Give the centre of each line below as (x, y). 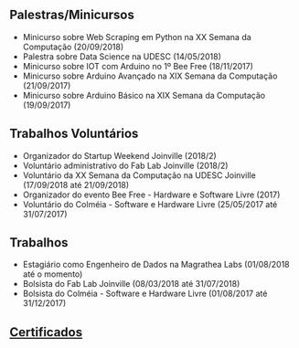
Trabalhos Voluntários (74, 134)
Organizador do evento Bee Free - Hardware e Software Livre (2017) (151, 195)
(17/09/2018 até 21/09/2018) (76, 185)
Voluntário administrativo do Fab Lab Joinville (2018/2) (125, 165)
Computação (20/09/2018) (73, 47)
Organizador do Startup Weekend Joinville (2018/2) (119, 155)
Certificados (46, 332)
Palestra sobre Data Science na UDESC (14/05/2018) (122, 56)
